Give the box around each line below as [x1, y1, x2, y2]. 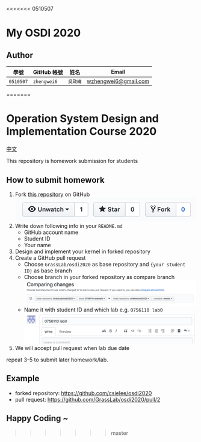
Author [6, 50, 33, 60]
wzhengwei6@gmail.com [87, 78, 149, 85]
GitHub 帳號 [32, 69, 63, 76]
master [111, 429, 128, 437]
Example [6, 373, 40, 384]
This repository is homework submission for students [6, 158, 138, 165]
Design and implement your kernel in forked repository [14, 248, 150, 255]
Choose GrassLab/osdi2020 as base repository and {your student [23, 261, 186, 268]
